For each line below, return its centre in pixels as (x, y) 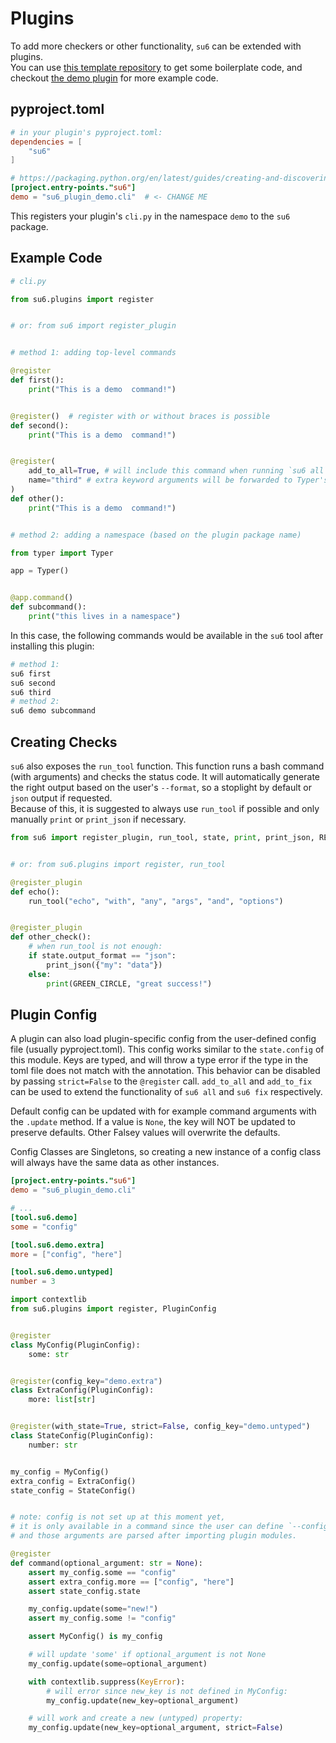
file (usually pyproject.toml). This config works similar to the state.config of (167, 1049)
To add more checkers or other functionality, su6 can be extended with (156, 46)
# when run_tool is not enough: (95, 947)
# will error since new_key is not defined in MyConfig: (167, 1691)
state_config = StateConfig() (73, 1490)
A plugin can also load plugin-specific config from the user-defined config (163, 1039)
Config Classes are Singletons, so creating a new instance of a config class (166, 1152)
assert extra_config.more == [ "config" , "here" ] (131, 1582)
